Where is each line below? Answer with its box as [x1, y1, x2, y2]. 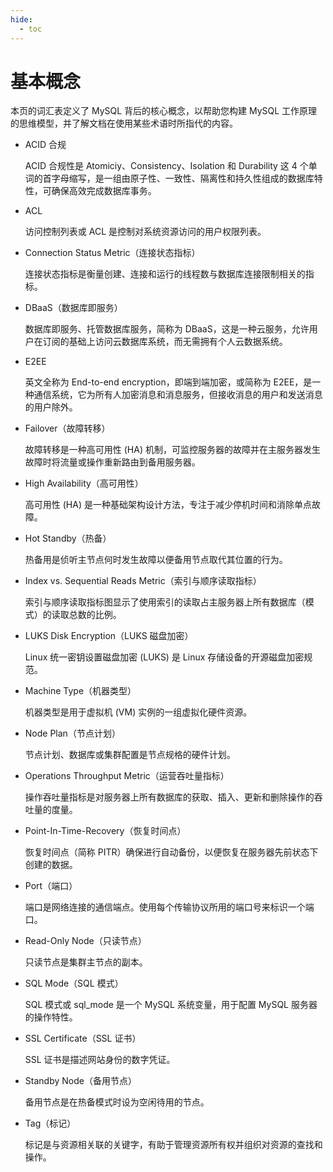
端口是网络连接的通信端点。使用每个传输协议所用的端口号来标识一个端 [24, 901, 315, 913]
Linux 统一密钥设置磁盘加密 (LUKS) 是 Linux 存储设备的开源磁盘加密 [24, 651, 305, 663]
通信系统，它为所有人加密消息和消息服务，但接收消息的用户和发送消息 [33, 389, 323, 401]
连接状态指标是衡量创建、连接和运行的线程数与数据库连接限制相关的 [24, 268, 306, 280]
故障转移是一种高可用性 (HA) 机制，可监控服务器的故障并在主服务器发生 [24, 444, 321, 456]
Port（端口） [24, 880, 78, 892]
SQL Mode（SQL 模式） [24, 977, 124, 990]
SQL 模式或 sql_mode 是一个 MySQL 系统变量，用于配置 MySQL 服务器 [24, 999, 318, 1011]
